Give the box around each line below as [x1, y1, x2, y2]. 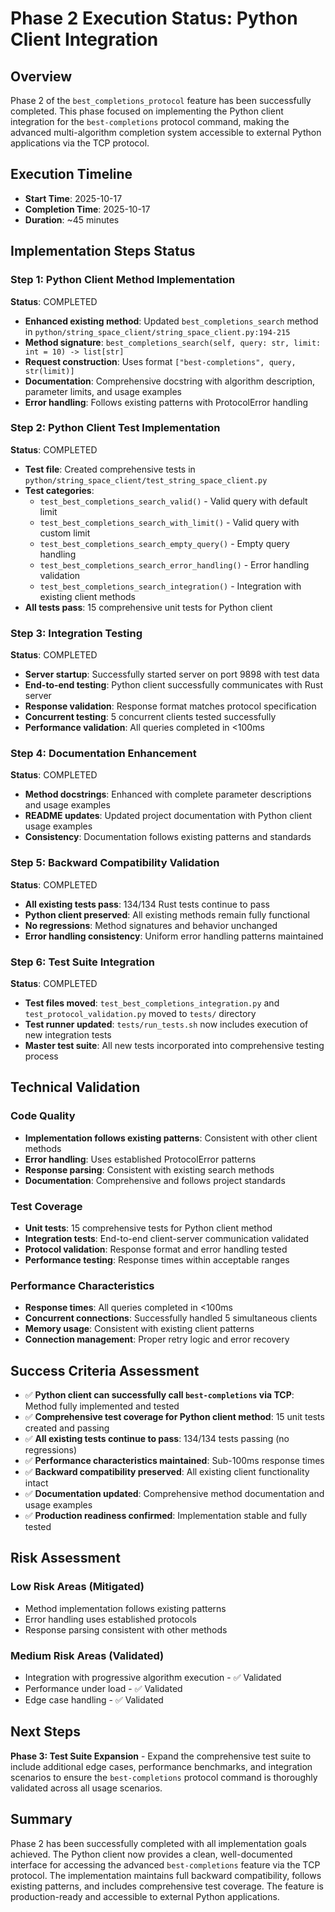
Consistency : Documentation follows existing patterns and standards [24, 831, 312, 843]
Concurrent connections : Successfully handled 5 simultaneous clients [24, 1312, 318, 1324]
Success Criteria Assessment [10, 1362, 200, 1379]
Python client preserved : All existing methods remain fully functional [24, 908, 310, 921]
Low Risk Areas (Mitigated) [10, 1580, 145, 1594]
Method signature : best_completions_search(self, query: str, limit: [24, 336, 322, 348]
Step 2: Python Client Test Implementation [10, 421, 221, 435]
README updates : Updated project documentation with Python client [24, 810, 313, 822]
